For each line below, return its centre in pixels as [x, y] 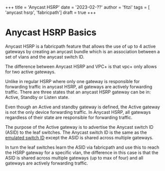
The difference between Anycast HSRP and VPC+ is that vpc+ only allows [81, 66]
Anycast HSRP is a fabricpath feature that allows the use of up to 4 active [81, 46]
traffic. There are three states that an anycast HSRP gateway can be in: [78, 92]
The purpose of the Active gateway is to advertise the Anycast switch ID [79, 127]
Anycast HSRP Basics [51, 33]
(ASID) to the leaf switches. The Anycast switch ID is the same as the [76, 132]
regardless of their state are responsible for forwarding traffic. [69, 117]
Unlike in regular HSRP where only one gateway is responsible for [73, 81]
